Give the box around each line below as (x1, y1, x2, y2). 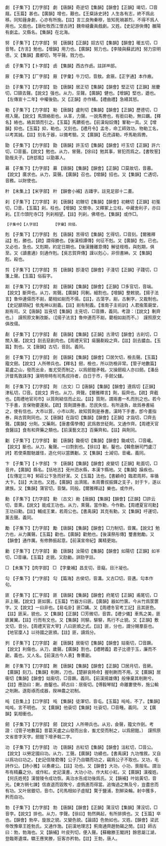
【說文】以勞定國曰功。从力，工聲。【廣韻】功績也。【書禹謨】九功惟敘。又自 (5, 751, 161, 756)
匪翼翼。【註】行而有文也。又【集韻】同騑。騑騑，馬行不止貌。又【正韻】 (5, 617, 155, 622)
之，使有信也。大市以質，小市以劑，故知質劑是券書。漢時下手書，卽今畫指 (5, 408, 157, 414)
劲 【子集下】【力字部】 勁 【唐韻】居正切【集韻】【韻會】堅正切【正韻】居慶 (5, 84, 161, 89)
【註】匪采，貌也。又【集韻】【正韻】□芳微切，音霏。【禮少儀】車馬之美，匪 (5, 611, 161, 616)
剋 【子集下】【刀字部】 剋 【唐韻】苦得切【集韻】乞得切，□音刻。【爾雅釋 (5, 231, 156, 237)
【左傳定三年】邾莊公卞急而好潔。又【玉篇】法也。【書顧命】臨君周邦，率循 (5, 473, 159, 478)
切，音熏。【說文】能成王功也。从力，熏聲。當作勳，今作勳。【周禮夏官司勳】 (5, 502, 161, 508)
